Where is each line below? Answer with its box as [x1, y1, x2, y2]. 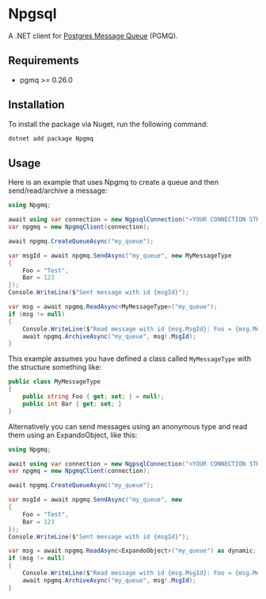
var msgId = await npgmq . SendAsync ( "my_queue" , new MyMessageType [8, 252, 232, 259]
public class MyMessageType [8, 378, 101, 386]
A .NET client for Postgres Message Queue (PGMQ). [8, 31, 178, 40]
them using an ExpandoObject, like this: [8, 430, 138, 440]
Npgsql [8, 5, 57, 23]
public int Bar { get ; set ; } [22, 400, 123, 408]
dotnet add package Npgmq [8, 134, 93, 143]
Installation [8, 98, 65, 112]
